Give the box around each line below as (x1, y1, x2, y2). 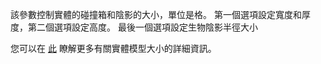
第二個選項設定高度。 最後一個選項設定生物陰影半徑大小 (27, 21, 258, 33)
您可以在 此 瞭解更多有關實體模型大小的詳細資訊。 (10, 43, 217, 54)
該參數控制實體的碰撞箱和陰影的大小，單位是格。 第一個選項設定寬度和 (10, 9, 302, 20)
